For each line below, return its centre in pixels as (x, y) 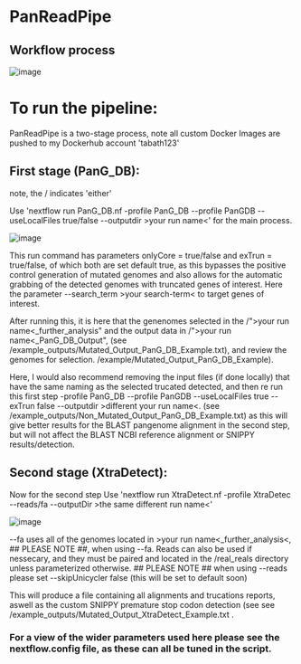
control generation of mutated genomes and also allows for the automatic (146, 274)
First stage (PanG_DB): (75, 171)
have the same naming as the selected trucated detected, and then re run (146, 386)
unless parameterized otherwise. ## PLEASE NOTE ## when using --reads (148, 568)
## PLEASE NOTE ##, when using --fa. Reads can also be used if (131, 548)
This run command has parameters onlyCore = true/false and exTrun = (141, 255)
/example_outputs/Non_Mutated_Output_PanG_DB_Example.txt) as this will (148, 415)
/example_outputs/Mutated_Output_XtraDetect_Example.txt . (122, 614)
